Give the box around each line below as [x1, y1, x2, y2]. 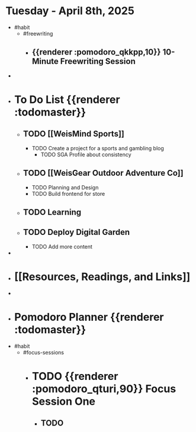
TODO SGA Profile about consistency [40, 151, 131, 158]
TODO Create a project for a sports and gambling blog [31, 144, 164, 151]
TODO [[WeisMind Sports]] [23, 129, 125, 139]
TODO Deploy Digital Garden [23, 227, 130, 237]
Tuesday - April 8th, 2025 [5, 4, 134, 18]
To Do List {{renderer [14, 93, 120, 106]
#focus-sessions [23, 349, 65, 356]
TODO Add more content [31, 243, 93, 250]
